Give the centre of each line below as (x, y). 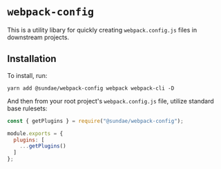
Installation (32, 59)
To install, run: (27, 75)
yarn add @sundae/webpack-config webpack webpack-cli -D (91, 88)
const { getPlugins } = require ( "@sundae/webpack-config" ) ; (96, 121)
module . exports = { (35, 133)
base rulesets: (27, 108)
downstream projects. (38, 37)
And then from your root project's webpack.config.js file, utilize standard (110, 101)
